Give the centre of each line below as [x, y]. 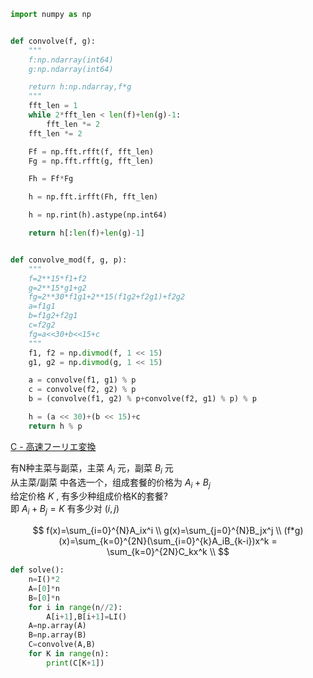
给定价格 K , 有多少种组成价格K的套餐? [89, 496]
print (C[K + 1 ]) [75, 663]
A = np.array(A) [57, 626]
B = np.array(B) [57, 635]
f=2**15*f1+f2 [57, 278]
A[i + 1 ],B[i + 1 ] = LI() [87, 616]
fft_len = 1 [53, 106]
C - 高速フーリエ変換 [53, 446]
